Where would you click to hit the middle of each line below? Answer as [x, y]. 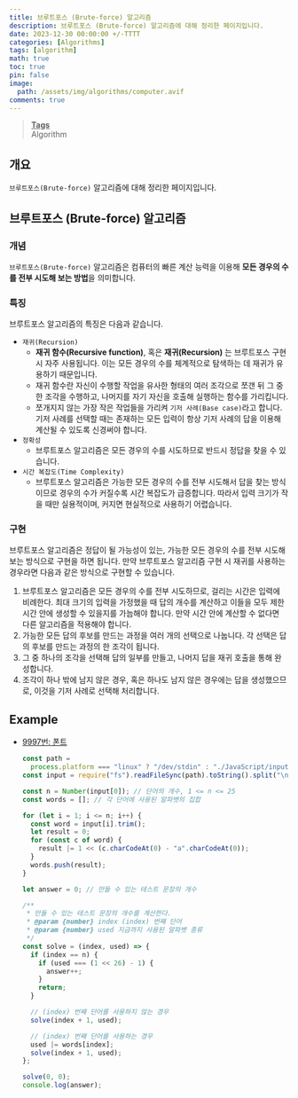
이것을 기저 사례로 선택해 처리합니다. [97, 691]
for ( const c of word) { [76, 840]
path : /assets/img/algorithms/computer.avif [101, 91]
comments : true [37, 100]
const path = [46, 759]
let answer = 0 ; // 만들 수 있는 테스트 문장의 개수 [109, 889]
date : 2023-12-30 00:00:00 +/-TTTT [75, 34]
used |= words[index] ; [72, 1044]
